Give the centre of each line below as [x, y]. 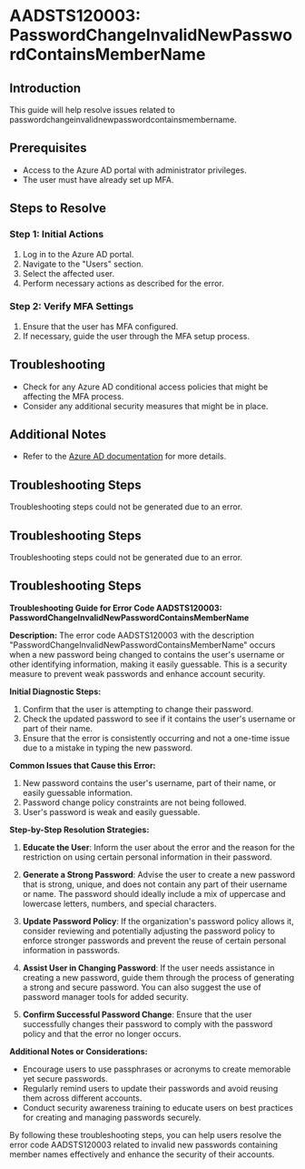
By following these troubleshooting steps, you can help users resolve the [146, 1134]
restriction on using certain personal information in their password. [147, 857]
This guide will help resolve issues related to [92, 110]
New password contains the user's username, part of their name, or [149, 782]
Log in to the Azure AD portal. [78, 254]
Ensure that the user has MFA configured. [100, 326]
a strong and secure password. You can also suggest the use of [142, 987]
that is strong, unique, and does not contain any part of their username [155, 884]
